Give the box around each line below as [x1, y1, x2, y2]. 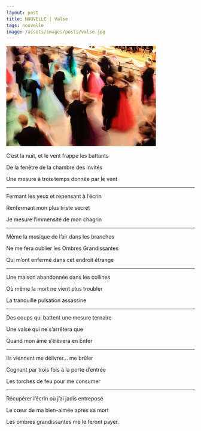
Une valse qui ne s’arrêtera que [6, 325, 84, 333]
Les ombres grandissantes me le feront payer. [6, 418, 120, 426]
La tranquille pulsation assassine [6, 297, 87, 304]
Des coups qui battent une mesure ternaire [6, 314, 112, 321]
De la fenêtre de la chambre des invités [6, 164, 103, 171]
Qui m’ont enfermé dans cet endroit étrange [6, 257, 114, 264]
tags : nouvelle [6, 22, 44, 28]
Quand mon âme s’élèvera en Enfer [6, 337, 93, 345]
